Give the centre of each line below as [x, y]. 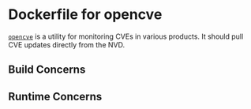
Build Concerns [47, 70]
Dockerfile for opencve [85, 15]
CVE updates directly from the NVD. [66, 44]
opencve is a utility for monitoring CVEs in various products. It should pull [126, 36]
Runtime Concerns [55, 96]
